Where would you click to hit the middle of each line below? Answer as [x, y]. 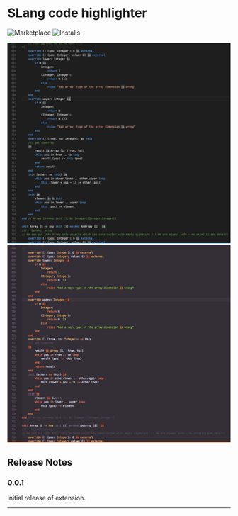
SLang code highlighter [77, 13]
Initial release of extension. [47, 498]
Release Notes [40, 462]
